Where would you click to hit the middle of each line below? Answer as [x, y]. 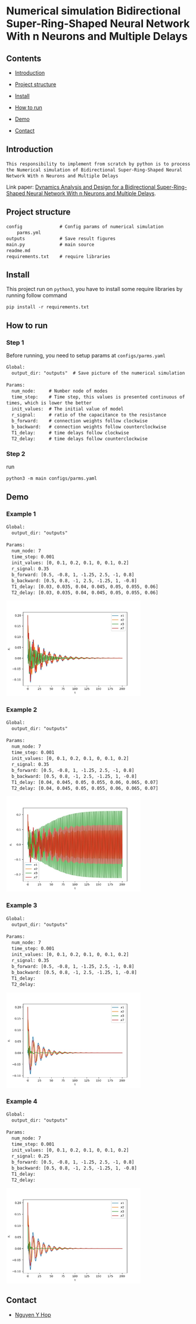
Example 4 [22, 1101]
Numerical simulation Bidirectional [94, 11]
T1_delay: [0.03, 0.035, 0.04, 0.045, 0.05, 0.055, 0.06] [85, 587]
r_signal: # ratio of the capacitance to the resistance [89, 415]
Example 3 [22, 905]
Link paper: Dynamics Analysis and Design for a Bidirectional [81, 187]
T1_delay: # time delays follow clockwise [70, 433]
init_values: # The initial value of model [68, 409]
